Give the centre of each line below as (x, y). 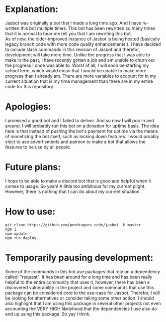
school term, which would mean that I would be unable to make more (76, 70)
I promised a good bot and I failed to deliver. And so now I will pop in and (80, 120)
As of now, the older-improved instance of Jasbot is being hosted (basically (83, 39)
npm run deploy (21, 238)
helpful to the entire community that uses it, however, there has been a (78, 282)
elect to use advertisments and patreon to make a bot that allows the (75, 142)
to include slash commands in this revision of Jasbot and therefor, (73, 49)
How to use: (30, 212)
